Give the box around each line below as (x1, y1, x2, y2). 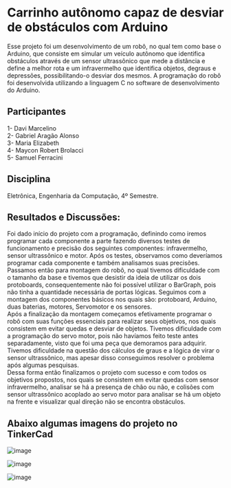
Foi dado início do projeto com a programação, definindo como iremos (7, 230, 207, 238)
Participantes (7, 106, 67, 118)
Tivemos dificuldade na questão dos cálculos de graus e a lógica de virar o (7, 346, 220, 355)
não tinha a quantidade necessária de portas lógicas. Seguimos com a (7, 288, 206, 296)
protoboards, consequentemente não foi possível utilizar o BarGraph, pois (7, 280, 217, 289)
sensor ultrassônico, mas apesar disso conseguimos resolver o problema (7, 354, 214, 362)
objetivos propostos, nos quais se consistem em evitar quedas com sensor (7, 376, 219, 384)
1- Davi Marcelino (7, 124, 57, 132)
